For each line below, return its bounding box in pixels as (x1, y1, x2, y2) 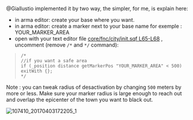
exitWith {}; (20, 68, 53, 74)
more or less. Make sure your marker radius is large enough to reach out (6, 90, 182, 96)
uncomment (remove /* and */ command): (14, 41, 119, 48)
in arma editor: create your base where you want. (14, 16, 135, 23)
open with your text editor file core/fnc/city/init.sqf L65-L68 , (14, 35, 163, 42)
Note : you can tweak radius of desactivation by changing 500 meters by (6, 84, 182, 91)
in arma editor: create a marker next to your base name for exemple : (14, 23, 182, 29)
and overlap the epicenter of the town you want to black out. (6, 96, 153, 103)
